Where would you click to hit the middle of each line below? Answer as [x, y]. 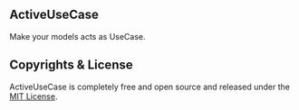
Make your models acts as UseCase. [78, 36]
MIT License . [34, 96]
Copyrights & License [71, 65]
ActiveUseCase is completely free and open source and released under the [149, 87]
